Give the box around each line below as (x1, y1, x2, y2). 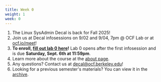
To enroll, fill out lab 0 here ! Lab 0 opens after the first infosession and (12, 45, 156, 52)
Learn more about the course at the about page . (12, 56, 109, 62)
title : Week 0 (5, 7, 34, 12)
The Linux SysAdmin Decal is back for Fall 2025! (12, 30, 110, 36)
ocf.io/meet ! (12, 40, 37, 46)
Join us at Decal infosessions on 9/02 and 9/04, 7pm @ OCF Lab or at (12, 35, 154, 41)
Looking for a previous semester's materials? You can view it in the (12, 66, 148, 72)
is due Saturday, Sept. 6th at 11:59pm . (12, 51, 91, 56)
